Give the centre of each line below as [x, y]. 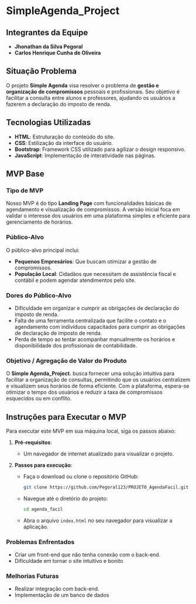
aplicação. [36, 527]
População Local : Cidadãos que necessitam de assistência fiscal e [95, 274]
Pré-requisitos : [33, 443]
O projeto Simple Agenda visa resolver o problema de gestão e [82, 85]
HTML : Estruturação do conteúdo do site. [65, 137]
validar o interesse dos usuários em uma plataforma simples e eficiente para [98, 216]
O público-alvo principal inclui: [43, 250]
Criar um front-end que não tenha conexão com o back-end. [87, 555]
